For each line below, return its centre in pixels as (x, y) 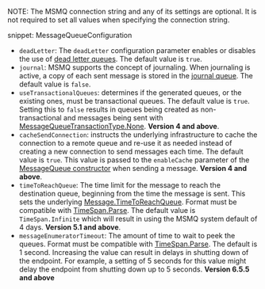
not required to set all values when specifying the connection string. (119, 20)
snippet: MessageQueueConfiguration (70, 35)
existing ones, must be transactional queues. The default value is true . (134, 101)
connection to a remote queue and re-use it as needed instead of (125, 143)
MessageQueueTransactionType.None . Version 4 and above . (119, 126)
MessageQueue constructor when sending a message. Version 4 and (133, 168)
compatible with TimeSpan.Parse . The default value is (107, 210)
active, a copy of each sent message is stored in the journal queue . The (136, 76)
